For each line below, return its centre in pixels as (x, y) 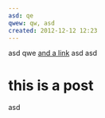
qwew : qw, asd (32, 23)
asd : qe (21, 16)
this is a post (51, 85)
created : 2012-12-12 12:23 (53, 30)
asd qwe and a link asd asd (53, 53)
